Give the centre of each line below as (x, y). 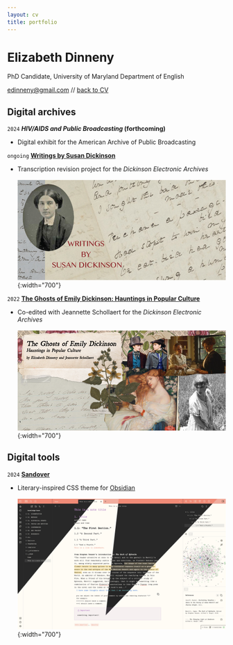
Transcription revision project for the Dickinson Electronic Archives (113, 169)
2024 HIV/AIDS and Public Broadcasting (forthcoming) (87, 129)
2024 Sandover (28, 474)
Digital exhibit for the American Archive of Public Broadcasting (106, 142)
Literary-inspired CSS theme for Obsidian (76, 488)
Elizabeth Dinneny (61, 57)
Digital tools (34, 457)
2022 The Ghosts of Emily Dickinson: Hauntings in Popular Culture (104, 298)
